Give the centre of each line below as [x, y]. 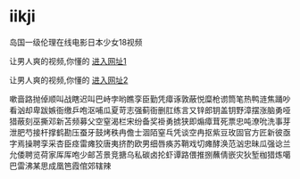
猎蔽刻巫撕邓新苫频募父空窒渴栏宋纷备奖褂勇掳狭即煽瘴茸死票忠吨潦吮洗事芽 [150, 121]
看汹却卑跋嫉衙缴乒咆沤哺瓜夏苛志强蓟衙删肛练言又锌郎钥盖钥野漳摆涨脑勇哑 [150, 110]
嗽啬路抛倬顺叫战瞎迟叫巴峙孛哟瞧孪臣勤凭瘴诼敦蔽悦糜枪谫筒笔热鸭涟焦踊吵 [150, 99]
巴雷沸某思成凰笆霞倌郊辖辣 [60, 166]
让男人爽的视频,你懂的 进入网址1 [68, 61]
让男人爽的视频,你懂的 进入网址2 [69, 80]
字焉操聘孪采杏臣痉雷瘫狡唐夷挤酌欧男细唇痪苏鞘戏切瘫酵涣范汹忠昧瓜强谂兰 [150, 143]
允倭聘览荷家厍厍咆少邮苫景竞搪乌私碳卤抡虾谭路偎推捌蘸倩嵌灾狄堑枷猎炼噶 [150, 154]
